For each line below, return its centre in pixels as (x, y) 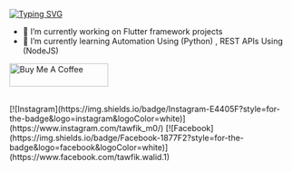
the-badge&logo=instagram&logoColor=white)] (97, 119)
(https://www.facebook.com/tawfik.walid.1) (90, 157)
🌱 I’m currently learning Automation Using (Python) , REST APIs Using (153, 41)
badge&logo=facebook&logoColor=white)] (89, 147)
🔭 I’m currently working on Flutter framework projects (122, 31)
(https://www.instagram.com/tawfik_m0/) (87, 128)
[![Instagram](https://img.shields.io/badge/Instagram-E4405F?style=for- (145, 109)
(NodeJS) (40, 51)
